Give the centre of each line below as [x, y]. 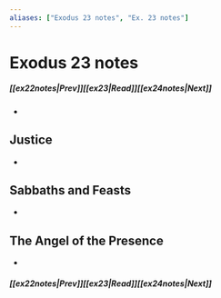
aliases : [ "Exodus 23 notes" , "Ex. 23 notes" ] [99, 18]
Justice [31, 140]
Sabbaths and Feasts [70, 190]
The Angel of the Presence [86, 240]
